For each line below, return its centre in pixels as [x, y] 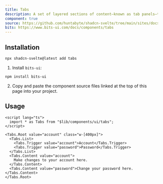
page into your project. [35, 91]
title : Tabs [17, 9]
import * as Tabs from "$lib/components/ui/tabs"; [62, 122]
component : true [21, 18]
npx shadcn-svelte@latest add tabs [41, 58]
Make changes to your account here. [51, 160]
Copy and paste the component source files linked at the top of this [79, 86]
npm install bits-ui [26, 76]
